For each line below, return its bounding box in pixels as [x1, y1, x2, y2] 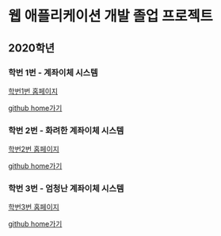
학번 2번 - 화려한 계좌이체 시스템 [8, 124, 124, 135]
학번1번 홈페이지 [8, 86, 58, 96]
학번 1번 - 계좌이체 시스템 [8, 67, 98, 78]
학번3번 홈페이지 [8, 203, 59, 212]
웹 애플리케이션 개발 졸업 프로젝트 [8, 7, 213, 25]
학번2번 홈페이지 [8, 144, 59, 154]
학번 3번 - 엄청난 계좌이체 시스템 [8, 183, 124, 194]
